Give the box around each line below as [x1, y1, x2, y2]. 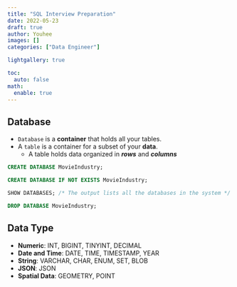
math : [7, 83, 23, 90]
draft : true [7, 24, 43, 31]
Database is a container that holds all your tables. [17, 135, 162, 143]
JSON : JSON [17, 263, 56, 272]
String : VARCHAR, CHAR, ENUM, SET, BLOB [17, 256, 148, 265]
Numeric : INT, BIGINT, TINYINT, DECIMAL [17, 241, 142, 250]
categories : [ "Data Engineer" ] [7, 44, 100, 51]
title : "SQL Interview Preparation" [7, 10, 116, 18]
